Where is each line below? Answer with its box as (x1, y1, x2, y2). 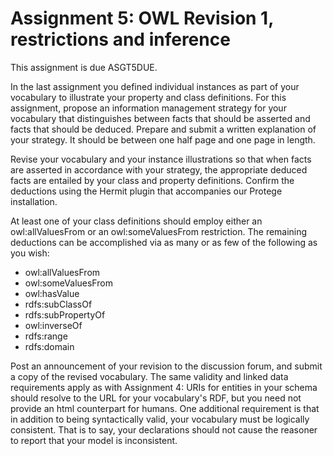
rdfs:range (24, 330, 68, 342)
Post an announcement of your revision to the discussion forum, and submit (10, 360, 323, 372)
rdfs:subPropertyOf (24, 308, 106, 321)
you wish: (10, 247, 50, 259)
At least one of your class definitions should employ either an (10, 215, 263, 227)
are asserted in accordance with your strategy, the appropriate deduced (10, 163, 308, 176)
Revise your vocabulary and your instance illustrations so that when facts (10, 153, 312, 165)
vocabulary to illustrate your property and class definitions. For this (10, 91, 287, 103)
